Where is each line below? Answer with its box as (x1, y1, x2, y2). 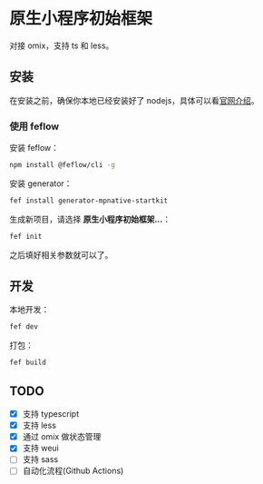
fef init (9, 232, 43, 241)
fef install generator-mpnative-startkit (9, 196, 169, 205)
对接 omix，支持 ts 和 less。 (9, 40, 114, 51)
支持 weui (22, 442, 59, 454)
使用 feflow (9, 120, 60, 133)
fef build (9, 358, 47, 368)
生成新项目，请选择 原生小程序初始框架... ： (9, 213, 170, 224)
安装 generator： (9, 178, 73, 189)
